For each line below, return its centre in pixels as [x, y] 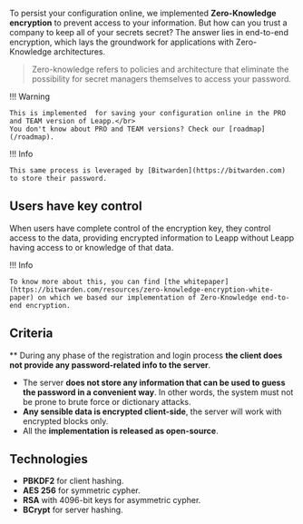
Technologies [49, 459]
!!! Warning [29, 96]
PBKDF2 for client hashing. [73, 481]
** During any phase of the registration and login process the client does [146, 355]
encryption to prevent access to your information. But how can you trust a [148, 23]
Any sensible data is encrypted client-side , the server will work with [152, 411]
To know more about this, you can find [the [95, 282]
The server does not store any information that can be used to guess [154, 382]
